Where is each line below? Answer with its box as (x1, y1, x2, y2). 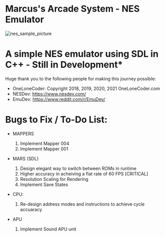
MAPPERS (12, 130, 34, 136)
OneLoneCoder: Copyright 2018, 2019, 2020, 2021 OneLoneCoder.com (12, 85, 160, 91)
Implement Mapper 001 (20, 146, 69, 152)
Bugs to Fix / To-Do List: (5, 114, 107, 125)
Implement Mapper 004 (20, 140, 70, 147)
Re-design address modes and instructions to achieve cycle (20, 201, 145, 207)
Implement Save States (20, 181, 68, 187)
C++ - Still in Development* (5, 59, 123, 71)
